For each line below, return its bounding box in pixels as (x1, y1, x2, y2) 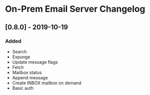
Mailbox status (12, 70, 42, 75)
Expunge (12, 54, 30, 60)
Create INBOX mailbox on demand (12, 80, 82, 86)
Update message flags (12, 59, 58, 65)
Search (12, 48, 27, 54)
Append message (12, 74, 48, 80)
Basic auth (12, 85, 34, 91)
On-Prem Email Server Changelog (5, 3, 146, 15)
